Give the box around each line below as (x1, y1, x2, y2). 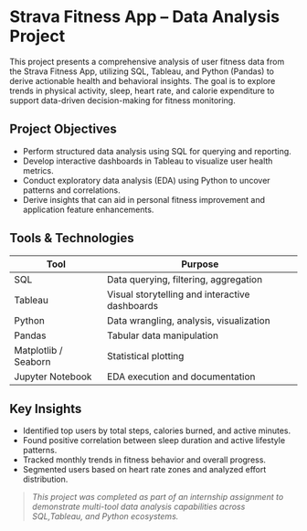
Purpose (181, 258, 219, 271)
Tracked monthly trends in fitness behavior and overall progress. (22, 454, 267, 465)
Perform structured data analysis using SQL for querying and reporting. (22, 145, 292, 156)
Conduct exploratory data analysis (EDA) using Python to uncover (22, 175, 271, 186)
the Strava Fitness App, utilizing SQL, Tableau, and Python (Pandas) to (9, 66, 274, 77)
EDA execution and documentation (106, 370, 256, 383)
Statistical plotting (106, 349, 185, 362)
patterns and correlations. (22, 185, 121, 196)
